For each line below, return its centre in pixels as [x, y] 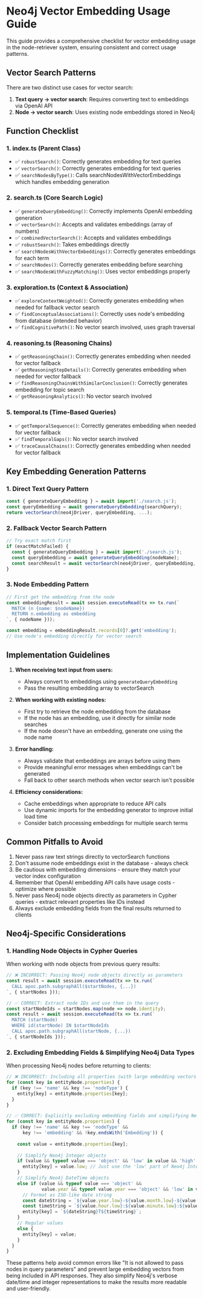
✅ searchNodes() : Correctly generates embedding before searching [99, 264]
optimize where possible [46, 889]
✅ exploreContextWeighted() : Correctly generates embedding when [99, 301]
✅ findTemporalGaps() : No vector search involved [77, 439]
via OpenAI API [34, 106]
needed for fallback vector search [57, 308]
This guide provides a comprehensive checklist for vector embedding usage [101, 41]
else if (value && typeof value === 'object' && [79, 1183]
